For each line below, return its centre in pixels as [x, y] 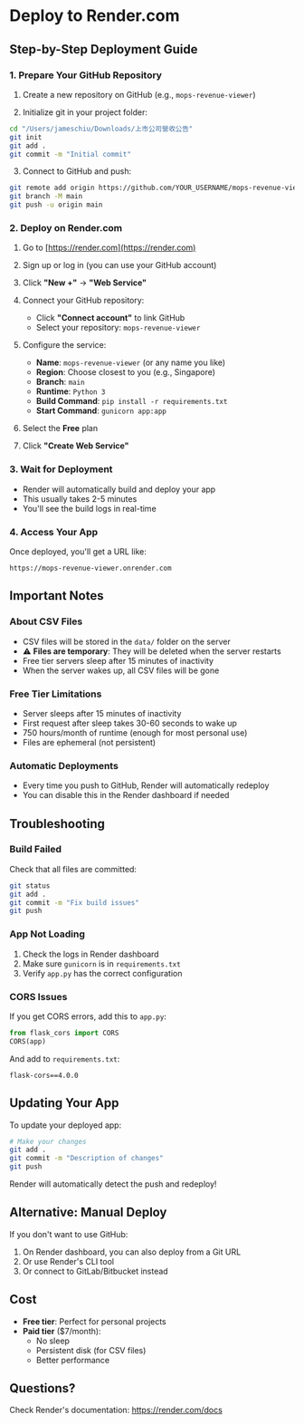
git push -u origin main [56, 205]
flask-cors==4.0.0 [44, 1075]
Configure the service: [64, 345]
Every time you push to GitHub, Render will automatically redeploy [146, 785]
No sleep [53, 1341]
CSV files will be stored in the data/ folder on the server [126, 641]
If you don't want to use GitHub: [69, 1234]
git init [26, 137]
